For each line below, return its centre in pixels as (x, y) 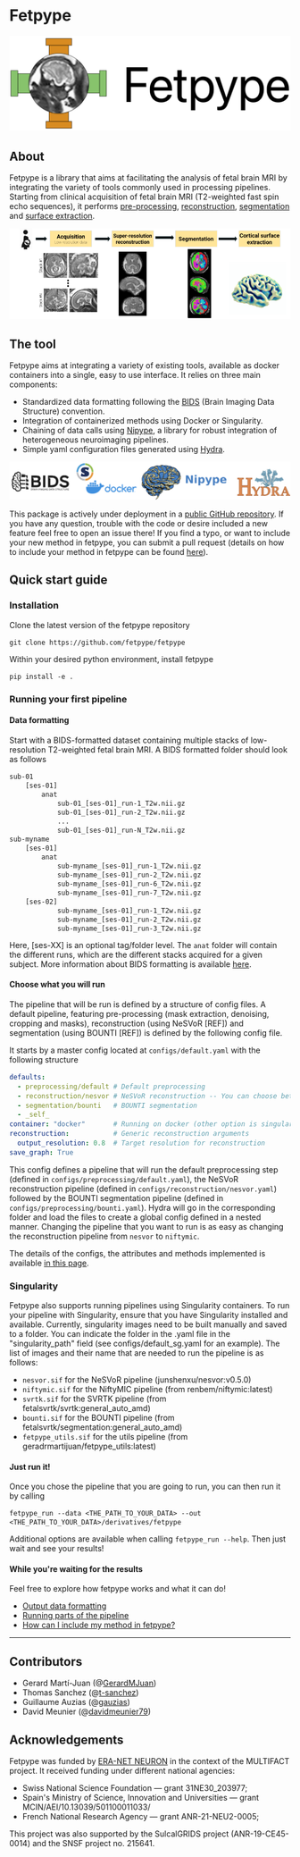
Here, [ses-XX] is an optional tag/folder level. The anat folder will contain (143, 945)
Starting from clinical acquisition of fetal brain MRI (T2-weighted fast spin (144, 197)
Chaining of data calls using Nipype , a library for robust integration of (150, 431)
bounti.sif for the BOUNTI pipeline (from (99, 1418)
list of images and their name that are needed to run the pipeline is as (137, 1353)
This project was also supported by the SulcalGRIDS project (119, 1834)
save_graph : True (42, 1152)
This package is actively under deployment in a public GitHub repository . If (146, 514)
